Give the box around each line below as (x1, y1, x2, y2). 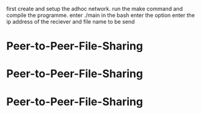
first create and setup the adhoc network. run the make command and (6, 5, 183, 12)
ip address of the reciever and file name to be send (6, 18, 135, 25)
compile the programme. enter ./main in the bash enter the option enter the (6, 12, 196, 19)
